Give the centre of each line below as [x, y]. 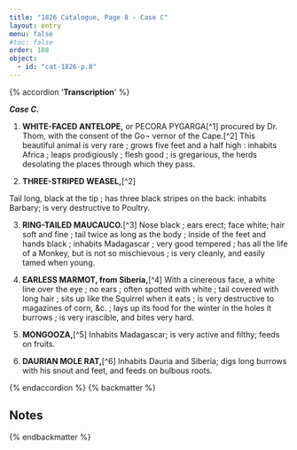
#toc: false [31, 42]
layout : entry [35, 26]
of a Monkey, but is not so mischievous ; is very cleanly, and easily [144, 252]
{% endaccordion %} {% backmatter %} [83, 387]
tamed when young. [59, 262]
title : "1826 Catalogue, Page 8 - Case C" [89, 17]
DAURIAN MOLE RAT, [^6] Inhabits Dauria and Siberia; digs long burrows [154, 361]
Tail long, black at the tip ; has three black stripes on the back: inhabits [138, 198]
